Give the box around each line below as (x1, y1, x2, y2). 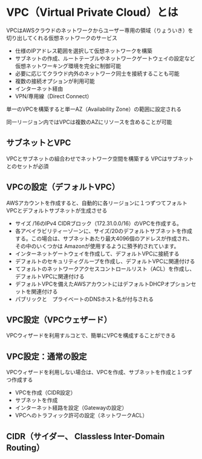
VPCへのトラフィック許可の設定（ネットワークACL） (15, 412, 148, 419)
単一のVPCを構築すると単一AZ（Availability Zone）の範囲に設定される (6, 105, 182, 113)
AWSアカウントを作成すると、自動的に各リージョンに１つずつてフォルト (6, 199, 187, 206)
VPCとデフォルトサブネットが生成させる (6, 206, 108, 214)
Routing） (6, 443, 45, 453)
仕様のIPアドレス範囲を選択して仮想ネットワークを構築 (15, 47, 153, 54)
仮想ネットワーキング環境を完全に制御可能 (15, 62, 122, 70)
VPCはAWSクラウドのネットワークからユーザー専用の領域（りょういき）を (6, 27, 194, 34)
